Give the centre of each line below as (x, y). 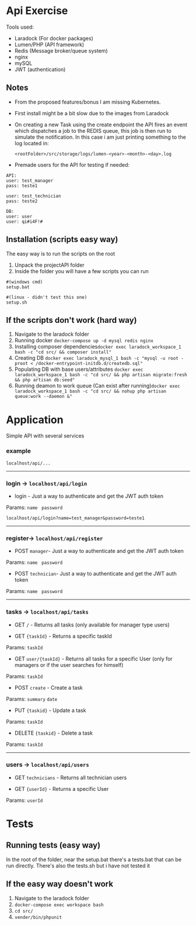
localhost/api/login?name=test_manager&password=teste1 (75, 518)
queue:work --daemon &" (43, 397)
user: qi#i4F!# (24, 221)
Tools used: (20, 27)
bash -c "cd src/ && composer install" (63, 352)
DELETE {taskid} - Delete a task (54, 733)
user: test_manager (30, 180)
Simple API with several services (45, 436)
